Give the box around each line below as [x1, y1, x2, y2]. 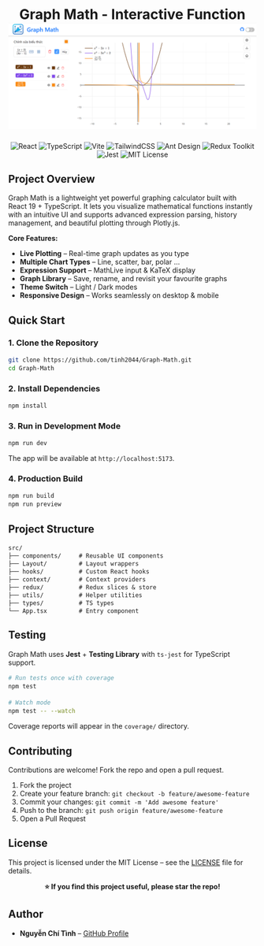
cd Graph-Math [8, 364, 55, 372]
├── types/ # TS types [8, 599, 114, 607]
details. [8, 866, 32, 875]
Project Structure [8, 522, 95, 536]
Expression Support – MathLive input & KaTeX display [19, 265, 195, 275]
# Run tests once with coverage [8, 673, 114, 682]
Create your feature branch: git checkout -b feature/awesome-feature [19, 788, 250, 798]
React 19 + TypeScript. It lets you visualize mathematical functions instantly [8, 202, 253, 211]
